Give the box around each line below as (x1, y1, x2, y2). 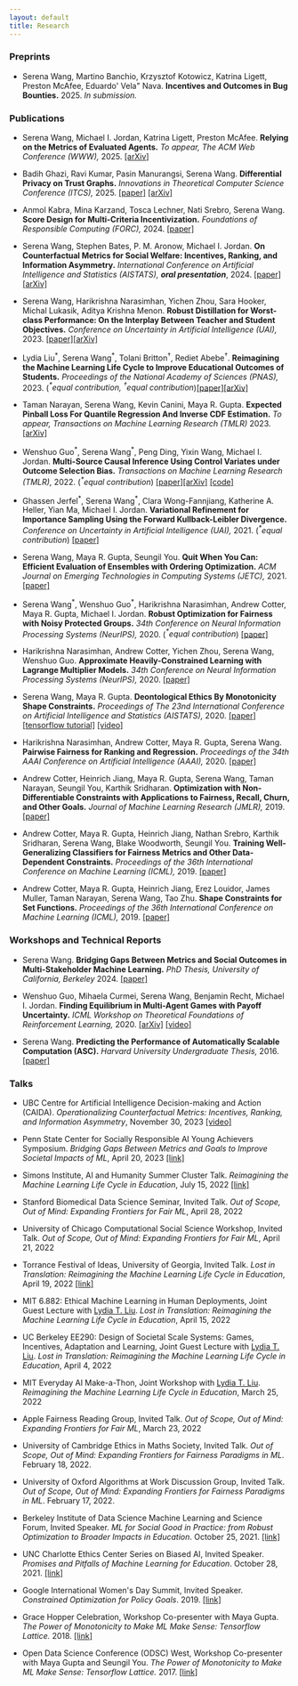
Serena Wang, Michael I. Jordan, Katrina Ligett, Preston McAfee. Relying (21, 133, 289, 143)
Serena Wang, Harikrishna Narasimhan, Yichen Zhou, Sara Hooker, (21, 296, 267, 307)
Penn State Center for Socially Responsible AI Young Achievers (21, 1133, 254, 1144)
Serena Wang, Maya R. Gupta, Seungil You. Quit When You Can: (21, 552, 259, 563)
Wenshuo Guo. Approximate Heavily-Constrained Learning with (21, 655, 262, 666)
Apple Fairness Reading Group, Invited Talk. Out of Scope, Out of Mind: (21, 1413, 284, 1424)
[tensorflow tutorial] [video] (21, 720, 124, 731)
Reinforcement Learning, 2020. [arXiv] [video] (21, 1018, 192, 1029)
